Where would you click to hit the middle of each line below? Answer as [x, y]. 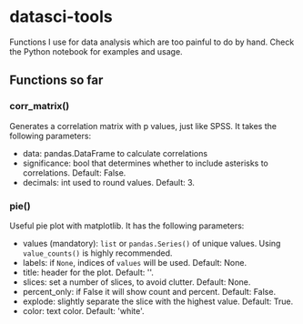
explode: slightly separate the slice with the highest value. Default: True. [158, 301]
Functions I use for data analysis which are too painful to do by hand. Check [152, 42]
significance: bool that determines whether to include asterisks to [145, 163]
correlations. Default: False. [74, 172]
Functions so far [56, 81]
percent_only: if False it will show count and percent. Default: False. [149, 291]
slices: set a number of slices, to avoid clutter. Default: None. [136, 282]
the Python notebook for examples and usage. [96, 51]
